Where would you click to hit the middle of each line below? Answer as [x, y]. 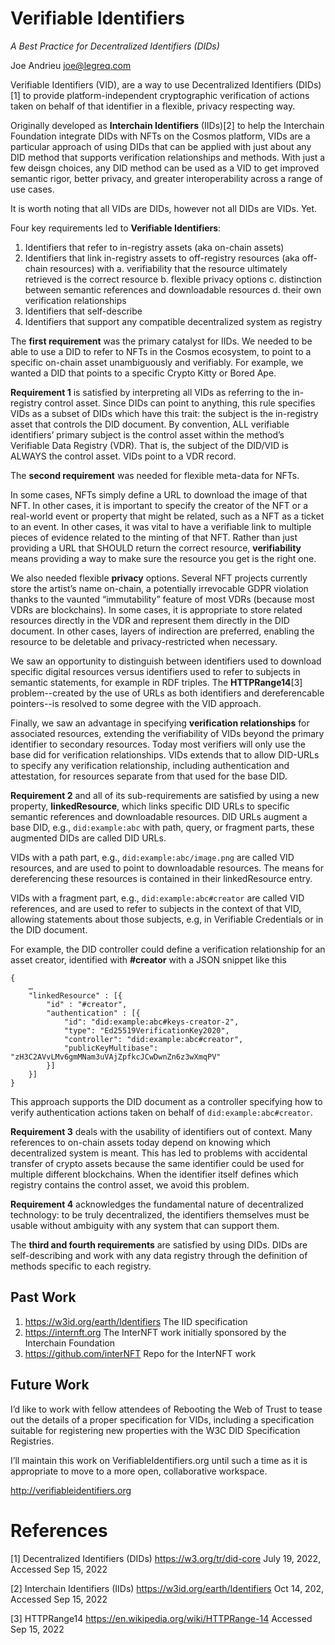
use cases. [32, 189]
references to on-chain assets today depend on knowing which [141, 1142]
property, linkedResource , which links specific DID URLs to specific [150, 806]
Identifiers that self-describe [83, 311]
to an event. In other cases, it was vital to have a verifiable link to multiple [161, 526]
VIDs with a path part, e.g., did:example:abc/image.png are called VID [152, 857]
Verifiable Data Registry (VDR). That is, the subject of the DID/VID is [149, 445]
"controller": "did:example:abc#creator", [153, 1039]
